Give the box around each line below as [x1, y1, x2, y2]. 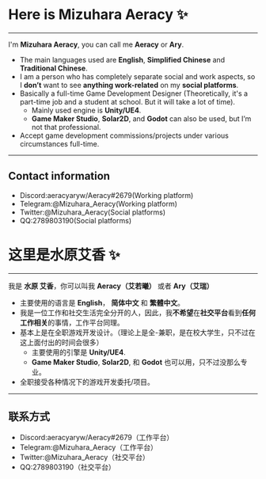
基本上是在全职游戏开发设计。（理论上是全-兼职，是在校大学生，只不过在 [19, 327, 256, 337]
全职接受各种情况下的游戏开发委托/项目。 [19, 377, 154, 386]
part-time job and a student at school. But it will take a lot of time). [19, 97, 236, 106]
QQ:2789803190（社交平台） [19, 462, 116, 472]
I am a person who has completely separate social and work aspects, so [19, 71, 256, 81]
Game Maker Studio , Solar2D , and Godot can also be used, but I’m [31, 113, 252, 124]
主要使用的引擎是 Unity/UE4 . [31, 347, 127, 357]
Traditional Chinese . [19, 63, 89, 73]
